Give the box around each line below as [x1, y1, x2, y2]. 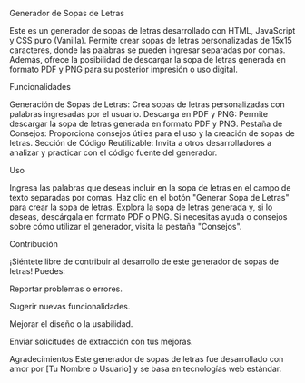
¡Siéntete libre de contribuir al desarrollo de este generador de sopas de [9, 256, 280, 267]
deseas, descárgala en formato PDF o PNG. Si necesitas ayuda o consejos [9, 211, 288, 221]
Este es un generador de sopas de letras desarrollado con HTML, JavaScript [9, 25, 296, 35]
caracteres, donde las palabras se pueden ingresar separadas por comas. [9, 44, 286, 55]
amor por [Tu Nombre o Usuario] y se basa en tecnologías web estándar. [9, 363, 282, 374]
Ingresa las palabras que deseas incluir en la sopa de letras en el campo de [9, 182, 291, 193]
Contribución [9, 239, 59, 249]
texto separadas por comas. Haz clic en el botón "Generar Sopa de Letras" [9, 192, 290, 202]
